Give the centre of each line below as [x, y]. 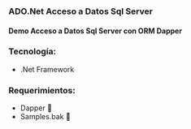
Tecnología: [33, 52]
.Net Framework [47, 69]
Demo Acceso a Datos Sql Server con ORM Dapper [95, 31]
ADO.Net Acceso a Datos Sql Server [80, 11]
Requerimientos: [42, 90]
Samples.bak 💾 [45, 117]
